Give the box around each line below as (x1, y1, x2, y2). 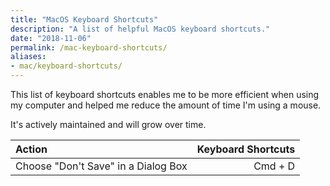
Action (15, 142, 48, 156)
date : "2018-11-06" (10, 33, 92, 43)
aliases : (10, 52, 47, 62)
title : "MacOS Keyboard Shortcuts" (10, 14, 159, 25)
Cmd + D (253, 159, 296, 173)
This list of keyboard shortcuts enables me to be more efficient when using (10, 89, 320, 100)
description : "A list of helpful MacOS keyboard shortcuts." (10, 24, 271, 34)
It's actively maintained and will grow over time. (10, 119, 207, 130)
